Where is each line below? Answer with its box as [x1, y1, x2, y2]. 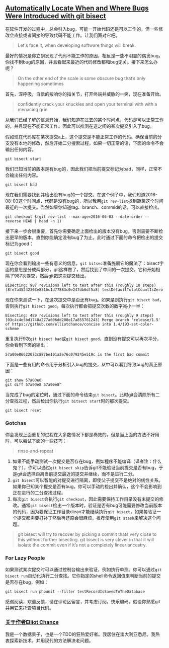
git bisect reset [5, 408, 42, 413]
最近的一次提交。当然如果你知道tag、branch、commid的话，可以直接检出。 [5, 204, 162, 210]
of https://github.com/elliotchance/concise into [5, 321, 112, 327]
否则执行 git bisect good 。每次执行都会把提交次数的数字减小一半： [5, 303, 145, 309]
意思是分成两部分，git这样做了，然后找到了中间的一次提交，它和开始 [14, 266, 156, 272]
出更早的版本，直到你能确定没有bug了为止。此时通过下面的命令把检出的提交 [5, 234, 163, 240]
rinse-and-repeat [17, 448, 54, 454]
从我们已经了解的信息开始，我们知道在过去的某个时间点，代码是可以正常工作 [5, 117, 164, 123]
